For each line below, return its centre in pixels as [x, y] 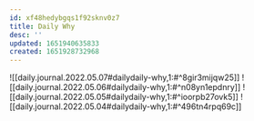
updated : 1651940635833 [55, 43]
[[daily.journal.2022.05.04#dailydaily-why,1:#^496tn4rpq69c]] [126, 106]
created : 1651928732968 [55, 52]
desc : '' [26, 35]
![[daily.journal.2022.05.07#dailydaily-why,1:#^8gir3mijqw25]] [125, 77]
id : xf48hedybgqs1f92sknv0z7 [65, 18]
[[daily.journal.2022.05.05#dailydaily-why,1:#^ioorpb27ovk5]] [124, 97]
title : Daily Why [42, 26]
